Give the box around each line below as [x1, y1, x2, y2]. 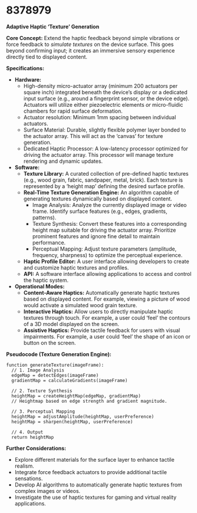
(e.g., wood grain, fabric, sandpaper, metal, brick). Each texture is [23, 176, 183, 183]
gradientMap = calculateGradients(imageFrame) [11, 377, 128, 383]
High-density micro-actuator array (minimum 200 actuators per [23, 82, 178, 89]
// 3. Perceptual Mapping [11, 408, 75, 415]
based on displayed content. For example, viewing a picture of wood [23, 295, 190, 302]
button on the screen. [23, 339, 76, 346]
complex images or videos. [14, 487, 81, 494]
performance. [32, 239, 66, 246]
